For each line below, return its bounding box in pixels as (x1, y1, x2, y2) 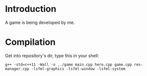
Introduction (5, 3, 57, 15)
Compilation (5, 37, 56, 48)
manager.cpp (5, 66, 29, 71)
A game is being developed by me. (5, 19, 75, 25)
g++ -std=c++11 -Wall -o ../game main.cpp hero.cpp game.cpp (5, 62, 132, 67)
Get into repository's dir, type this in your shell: (5, 53, 99, 58)
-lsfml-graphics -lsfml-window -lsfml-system (31, 66, 126, 71)
